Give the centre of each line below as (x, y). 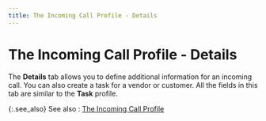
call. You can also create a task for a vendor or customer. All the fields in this (133, 85)
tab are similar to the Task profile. (63, 93)
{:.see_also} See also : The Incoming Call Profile (86, 108)
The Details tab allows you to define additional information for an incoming (130, 77)
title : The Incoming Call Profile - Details (83, 15)
